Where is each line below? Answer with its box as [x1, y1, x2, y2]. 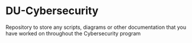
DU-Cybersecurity [5, 4, 99, 18]
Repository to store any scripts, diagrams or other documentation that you [5, 24, 187, 31]
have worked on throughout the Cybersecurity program [5, 29, 141, 37]
